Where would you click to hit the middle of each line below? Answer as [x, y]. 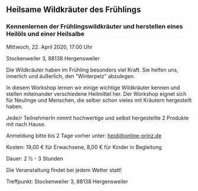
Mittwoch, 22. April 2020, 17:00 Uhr [49, 47]
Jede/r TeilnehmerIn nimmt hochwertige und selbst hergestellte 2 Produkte [98, 118]
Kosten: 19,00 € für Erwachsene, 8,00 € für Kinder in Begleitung [84, 147]
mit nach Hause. [26, 124]
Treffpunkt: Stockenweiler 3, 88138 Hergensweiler [67, 181]
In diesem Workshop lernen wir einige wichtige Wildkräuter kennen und [93, 88]
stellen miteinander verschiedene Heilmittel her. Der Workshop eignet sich [96, 93]
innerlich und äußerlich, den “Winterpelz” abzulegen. [71, 76]
